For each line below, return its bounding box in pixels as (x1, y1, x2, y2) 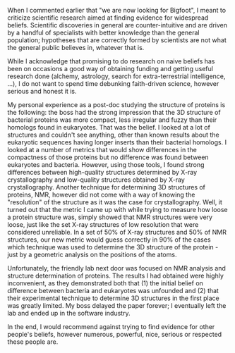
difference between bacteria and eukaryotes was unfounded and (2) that (7, 287, 219, 295)
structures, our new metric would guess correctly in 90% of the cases (7, 235, 211, 244)
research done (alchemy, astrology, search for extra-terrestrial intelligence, (7, 72, 226, 80)
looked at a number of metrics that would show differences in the (7, 146, 198, 154)
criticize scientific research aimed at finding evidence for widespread (7, 13, 209, 22)
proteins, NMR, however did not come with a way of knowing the (7, 190, 195, 199)
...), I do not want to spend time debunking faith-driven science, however (7, 80, 219, 87)
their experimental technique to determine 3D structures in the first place (7, 294, 220, 302)
